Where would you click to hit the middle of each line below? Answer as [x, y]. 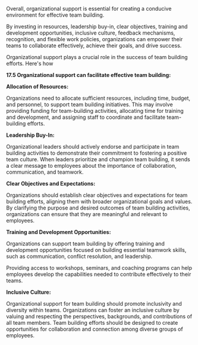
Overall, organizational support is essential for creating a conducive [89, 9]
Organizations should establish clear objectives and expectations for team [97, 195]
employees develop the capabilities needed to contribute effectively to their [99, 274]
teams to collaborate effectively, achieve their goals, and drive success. [94, 45]
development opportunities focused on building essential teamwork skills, [96, 250]
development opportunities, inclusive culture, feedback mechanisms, [91, 33]
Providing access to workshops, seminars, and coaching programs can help [99, 268]
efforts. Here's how [30, 63]
